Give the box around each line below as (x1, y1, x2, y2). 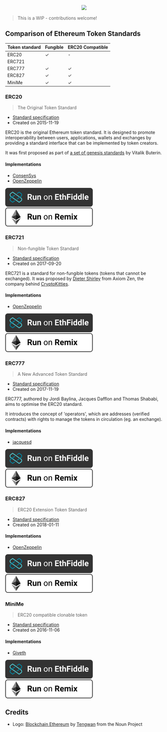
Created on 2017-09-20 (12, 261, 61, 267)
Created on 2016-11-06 (12, 627, 60, 633)
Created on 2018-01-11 (12, 522, 59, 528)
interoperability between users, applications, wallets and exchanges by (5, 135, 151, 141)
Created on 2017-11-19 (12, 386, 59, 392)
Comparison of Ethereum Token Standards (5, 30, 141, 38)
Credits (5, 708, 29, 716)
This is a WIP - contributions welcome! (17, 15, 97, 21)
